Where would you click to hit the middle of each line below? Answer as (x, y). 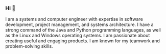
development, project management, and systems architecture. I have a (80, 24)
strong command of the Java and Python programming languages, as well (83, 30)
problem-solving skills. (29, 46)
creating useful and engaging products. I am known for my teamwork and (82, 41)
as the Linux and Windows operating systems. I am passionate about (78, 36)
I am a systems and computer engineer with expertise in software (74, 19)
